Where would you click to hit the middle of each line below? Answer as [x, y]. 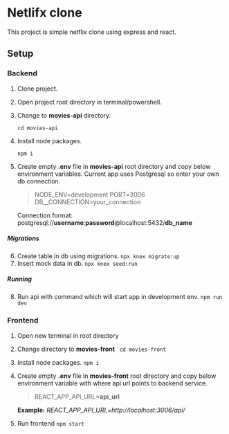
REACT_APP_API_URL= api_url [77, 397]
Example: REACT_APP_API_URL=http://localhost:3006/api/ [101, 410]
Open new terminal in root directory [68, 335]
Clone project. [37, 89]
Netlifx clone [45, 13]
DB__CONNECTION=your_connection [88, 201]
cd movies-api [37, 128]
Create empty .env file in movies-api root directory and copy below [114, 166]
